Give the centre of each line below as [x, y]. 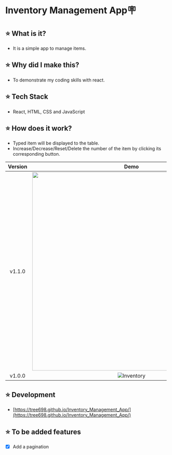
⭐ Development [30, 395]
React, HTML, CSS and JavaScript [49, 112]
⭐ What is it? [26, 34]
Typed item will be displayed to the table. [56, 143]
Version [18, 167]
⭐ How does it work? [39, 128]
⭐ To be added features [43, 432]
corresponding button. [36, 154]
